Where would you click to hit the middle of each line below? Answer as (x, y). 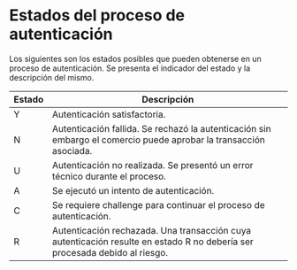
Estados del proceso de (97, 15)
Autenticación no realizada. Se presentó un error (152, 165)
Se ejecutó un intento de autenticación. (133, 190)
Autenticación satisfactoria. (109, 114)
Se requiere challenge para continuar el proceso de (158, 204)
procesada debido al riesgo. (110, 252)
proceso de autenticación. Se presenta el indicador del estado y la (130, 68)
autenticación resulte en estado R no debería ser (152, 242)
